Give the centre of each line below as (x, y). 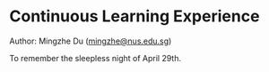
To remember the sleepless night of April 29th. (95, 58)
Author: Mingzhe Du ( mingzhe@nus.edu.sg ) (91, 41)
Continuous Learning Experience (134, 16)
